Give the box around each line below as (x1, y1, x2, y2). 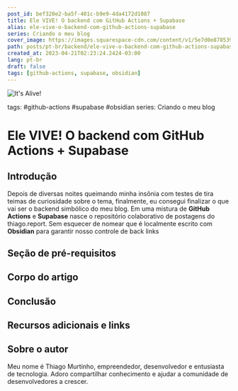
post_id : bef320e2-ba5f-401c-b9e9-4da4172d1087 (7, 10, 151, 18)
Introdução (7, 170, 57, 182)
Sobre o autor (7, 344, 69, 356)
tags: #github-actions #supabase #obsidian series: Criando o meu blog (7, 103, 215, 111)
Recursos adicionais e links (7, 320, 131, 332)
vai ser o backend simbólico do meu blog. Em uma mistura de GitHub (7, 204, 210, 213)
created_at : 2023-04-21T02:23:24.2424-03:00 (7, 50, 141, 57)
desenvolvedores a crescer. (7, 377, 89, 385)
